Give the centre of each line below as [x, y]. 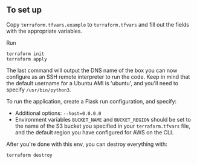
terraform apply [27, 59]
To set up [24, 10]
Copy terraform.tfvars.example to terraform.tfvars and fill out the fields [98, 24]
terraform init [25, 54]
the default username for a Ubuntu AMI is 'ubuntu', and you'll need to [92, 83]
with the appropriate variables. [44, 31]
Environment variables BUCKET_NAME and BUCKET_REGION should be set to [103, 119]
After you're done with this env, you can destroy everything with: [87, 144]
